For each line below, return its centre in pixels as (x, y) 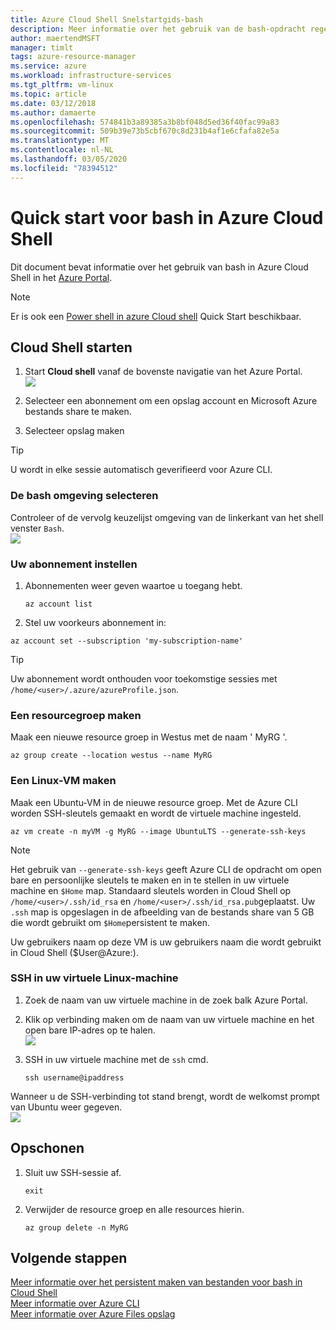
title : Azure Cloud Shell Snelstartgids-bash (106, 19)
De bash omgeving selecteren (84, 496)
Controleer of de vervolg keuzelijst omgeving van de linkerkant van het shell (167, 517)
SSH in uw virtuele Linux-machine (94, 978)
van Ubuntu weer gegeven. (66, 1107)
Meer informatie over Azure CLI (75, 1303)
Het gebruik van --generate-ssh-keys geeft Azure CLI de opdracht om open (166, 869)
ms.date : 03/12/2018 (53, 103)
